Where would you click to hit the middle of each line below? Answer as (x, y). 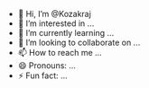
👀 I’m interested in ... (56, 23)
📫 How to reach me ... (60, 53)
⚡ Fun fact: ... (42, 75)
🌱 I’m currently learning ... (66, 33)
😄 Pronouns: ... (47, 66)
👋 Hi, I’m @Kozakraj (55, 14)
